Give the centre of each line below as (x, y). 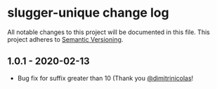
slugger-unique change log (88, 13)
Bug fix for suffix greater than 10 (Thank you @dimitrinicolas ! (105, 78)
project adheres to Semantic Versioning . (65, 39)
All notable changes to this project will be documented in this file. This (109, 32)
